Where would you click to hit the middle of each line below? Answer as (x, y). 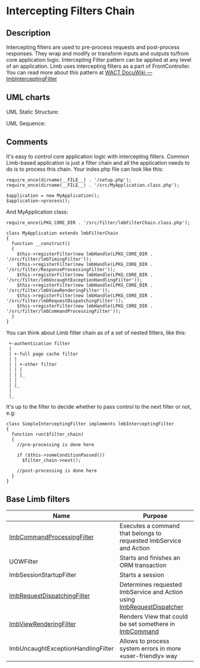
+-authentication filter (39, 343)
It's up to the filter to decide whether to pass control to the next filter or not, (99, 406)
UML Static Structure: (33, 112)
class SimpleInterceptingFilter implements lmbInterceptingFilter (90, 424)
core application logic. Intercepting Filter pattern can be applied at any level (99, 60)
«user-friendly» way (148, 656)
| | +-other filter (33, 364)
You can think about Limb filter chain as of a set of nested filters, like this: (96, 333)
